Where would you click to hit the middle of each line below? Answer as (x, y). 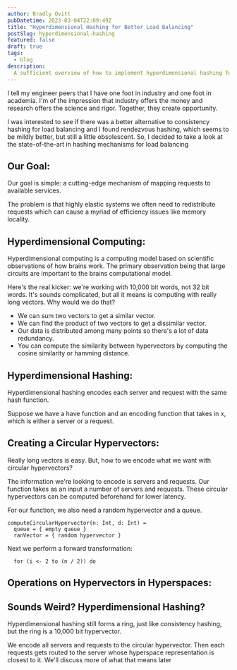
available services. (34, 190)
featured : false (31, 40)
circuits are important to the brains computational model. (90, 274)
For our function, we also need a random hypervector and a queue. (105, 510)
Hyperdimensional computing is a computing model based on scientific (111, 259)
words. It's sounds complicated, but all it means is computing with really (112, 295)
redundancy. (36, 339)
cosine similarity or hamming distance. (74, 353)
